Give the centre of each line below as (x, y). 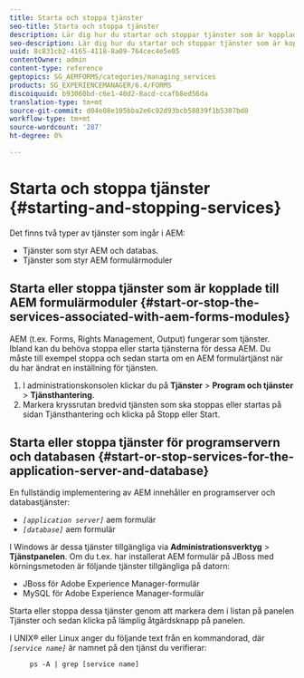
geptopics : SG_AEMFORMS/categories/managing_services (113, 77)
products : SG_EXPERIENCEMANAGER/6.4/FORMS (90, 85)
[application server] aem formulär (89, 520)
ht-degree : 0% (36, 136)
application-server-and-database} (109, 471)
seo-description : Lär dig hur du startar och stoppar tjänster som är (145, 43)
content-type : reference (56, 69)
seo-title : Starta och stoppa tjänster (85, 26)
